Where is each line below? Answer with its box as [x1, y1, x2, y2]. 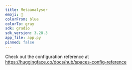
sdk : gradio [5, 26, 30, 31]
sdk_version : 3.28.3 [5, 30, 48, 35]
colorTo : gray [5, 21, 35, 26]
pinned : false [5, 40, 35, 45]
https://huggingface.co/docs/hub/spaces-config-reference [5, 58, 127, 65]
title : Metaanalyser [5, 7, 48, 12]
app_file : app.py [5, 35, 41, 40]
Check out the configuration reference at [5, 53, 89, 59]
